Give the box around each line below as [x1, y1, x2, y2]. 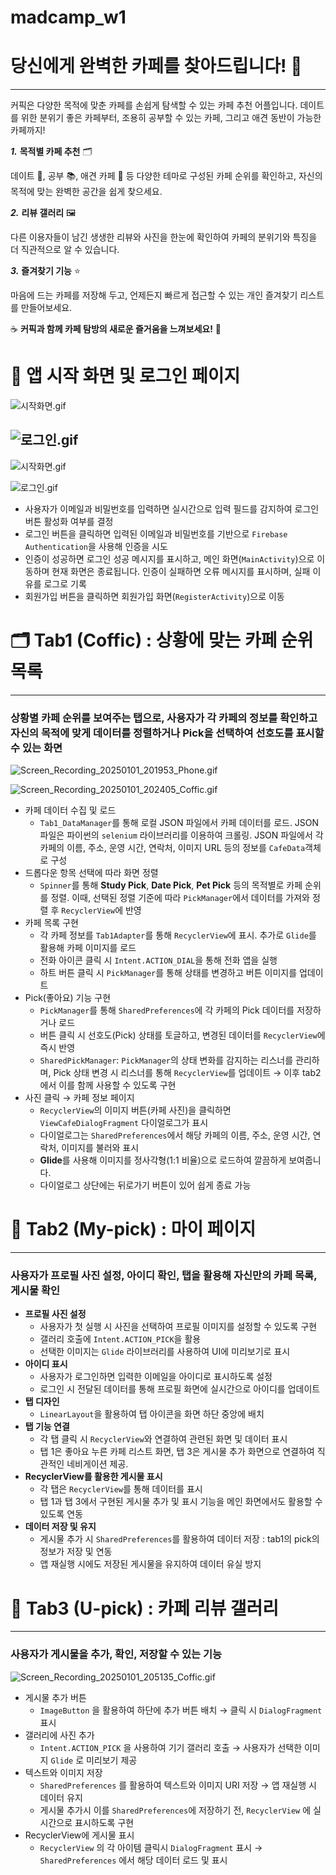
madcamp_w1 [10, 6, 127, 29]
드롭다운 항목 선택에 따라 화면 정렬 [24, 867, 159, 879]
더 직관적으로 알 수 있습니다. [10, 244, 120, 256]
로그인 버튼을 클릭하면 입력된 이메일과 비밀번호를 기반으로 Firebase [24, 527, 288, 540]
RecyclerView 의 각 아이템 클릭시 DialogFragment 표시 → [39, 1841, 263, 1853]
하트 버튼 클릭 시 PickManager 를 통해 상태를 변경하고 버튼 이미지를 [39, 967, 298, 979]
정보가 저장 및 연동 [39, 1546, 113, 1558]
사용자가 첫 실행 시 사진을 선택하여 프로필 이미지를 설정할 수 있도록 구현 [39, 1321, 318, 1333]
